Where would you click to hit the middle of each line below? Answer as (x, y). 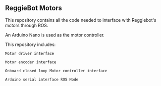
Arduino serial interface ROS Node (42, 79)
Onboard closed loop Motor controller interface (56, 71)
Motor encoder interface (31, 62)
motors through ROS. (27, 25)
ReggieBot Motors (34, 8)
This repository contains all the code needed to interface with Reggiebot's (81, 20)
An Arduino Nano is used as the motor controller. (55, 35)
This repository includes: (30, 44)
